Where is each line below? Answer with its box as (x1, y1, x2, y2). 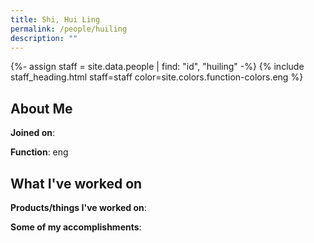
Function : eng (10, 146, 69, 158)
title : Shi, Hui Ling (10, 14, 101, 25)
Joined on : (10, 127, 56, 139)
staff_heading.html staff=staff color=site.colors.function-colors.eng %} (10, 71, 304, 83)
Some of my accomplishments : (10, 221, 142, 233)
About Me (10, 100, 73, 117)
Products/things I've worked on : (10, 202, 147, 213)
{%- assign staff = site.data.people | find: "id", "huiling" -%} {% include (10, 61, 305, 73)
